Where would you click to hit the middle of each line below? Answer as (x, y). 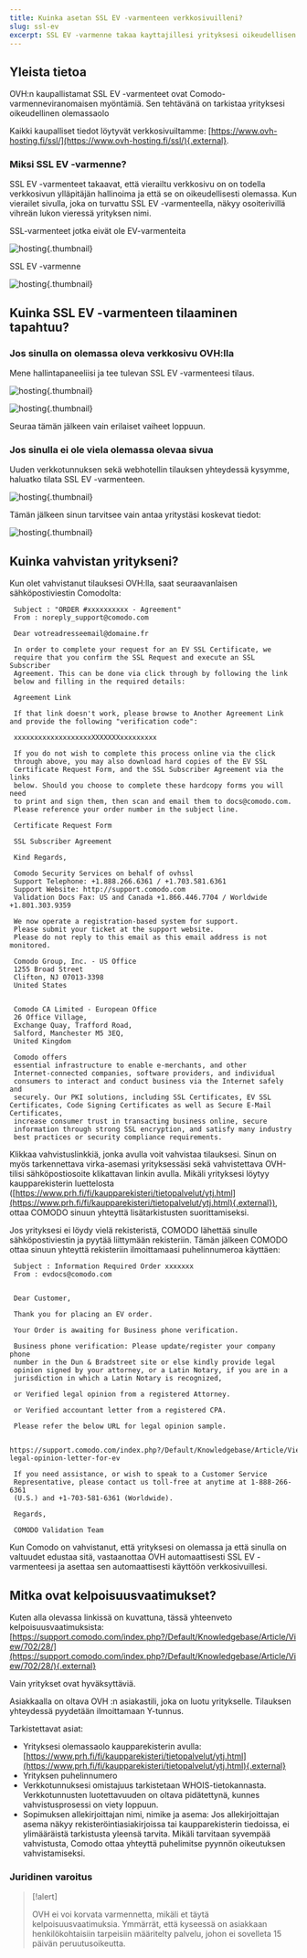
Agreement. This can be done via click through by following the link (150, 674)
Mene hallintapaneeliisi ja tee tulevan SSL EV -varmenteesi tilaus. (132, 373)
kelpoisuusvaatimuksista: (57, 1627)
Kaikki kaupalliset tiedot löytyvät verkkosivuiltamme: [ (111, 131)
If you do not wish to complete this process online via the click (144, 754)
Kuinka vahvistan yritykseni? (94, 561)
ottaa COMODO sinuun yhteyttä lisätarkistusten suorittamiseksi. (129, 1212)
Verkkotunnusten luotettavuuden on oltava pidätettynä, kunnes (141, 1795)
